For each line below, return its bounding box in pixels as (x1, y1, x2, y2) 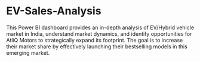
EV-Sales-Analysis (6, 4, 101, 18)
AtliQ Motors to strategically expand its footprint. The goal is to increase (6, 36, 183, 44)
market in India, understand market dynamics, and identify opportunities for (6, 30, 192, 37)
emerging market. (6, 49, 50, 56)
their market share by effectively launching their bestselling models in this (6, 43, 188, 50)
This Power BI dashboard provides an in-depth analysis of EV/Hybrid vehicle (6, 24, 195, 31)
